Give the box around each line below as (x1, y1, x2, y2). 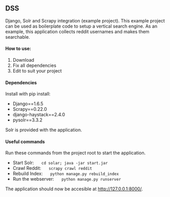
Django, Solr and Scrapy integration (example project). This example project (5, 17, 165, 23)
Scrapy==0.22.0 (12, 106, 47, 112)
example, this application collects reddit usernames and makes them (5, 28, 150, 35)
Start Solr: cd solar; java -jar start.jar (12, 160, 108, 166)
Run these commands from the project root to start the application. (5, 150, 146, 156)
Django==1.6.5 (12, 101, 43, 107)
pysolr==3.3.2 (12, 117, 42, 123)
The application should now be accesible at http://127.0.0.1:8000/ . (5, 186, 143, 192)
